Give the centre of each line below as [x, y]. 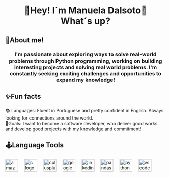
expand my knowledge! [86, 80]
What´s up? [86, 21]
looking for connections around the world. [49, 118]
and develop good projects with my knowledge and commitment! [73, 129]
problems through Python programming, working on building [86, 61]
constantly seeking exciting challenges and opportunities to [86, 73]
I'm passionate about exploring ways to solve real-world [86, 54]
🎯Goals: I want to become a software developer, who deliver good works [81, 123]
